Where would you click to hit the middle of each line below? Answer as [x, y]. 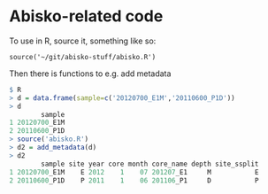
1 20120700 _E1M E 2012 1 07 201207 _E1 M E [134, 172]
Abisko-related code [86, 16]
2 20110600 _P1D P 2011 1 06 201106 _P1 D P [134, 180]
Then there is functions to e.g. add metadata [90, 74]
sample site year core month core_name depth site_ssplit [150, 164]
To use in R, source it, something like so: [83, 41]
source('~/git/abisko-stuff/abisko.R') [83, 57]
